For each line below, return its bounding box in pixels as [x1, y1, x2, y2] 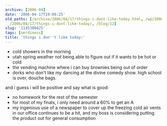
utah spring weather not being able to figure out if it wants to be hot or [12, 54, 157, 60]
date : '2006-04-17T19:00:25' [5, 12, 66, 17]
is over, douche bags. [12, 75, 57, 81]
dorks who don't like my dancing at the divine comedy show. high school [12, 69, 162, 75]
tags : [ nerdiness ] [5, 30, 43, 35]
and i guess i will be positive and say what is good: [5, 84, 109, 90]
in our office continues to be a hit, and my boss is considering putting [12, 110, 155, 116]
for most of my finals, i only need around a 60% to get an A [12, 99, 134, 105]
